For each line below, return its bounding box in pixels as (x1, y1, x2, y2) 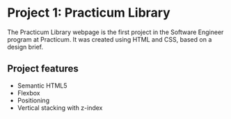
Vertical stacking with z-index (17, 103, 103, 112)
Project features (7, 63, 79, 74)
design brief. (7, 42, 44, 51)
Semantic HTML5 (17, 81, 67, 90)
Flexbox (17, 88, 40, 97)
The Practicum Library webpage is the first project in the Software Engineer (7, 28, 224, 36)
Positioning (17, 96, 50, 104)
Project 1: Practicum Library (7, 5, 170, 21)
